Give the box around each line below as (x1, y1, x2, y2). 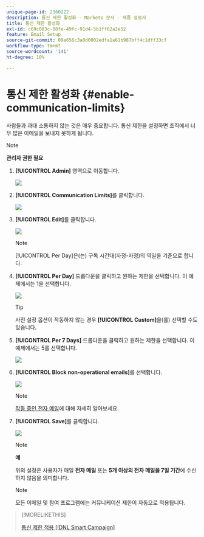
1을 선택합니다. (36, 280, 72, 287)
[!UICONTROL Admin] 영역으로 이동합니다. (15, 167, 120, 174)
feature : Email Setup (6, 32, 61, 38)
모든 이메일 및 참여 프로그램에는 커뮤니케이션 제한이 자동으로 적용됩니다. (15, 499, 186, 506)
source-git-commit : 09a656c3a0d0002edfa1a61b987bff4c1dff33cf (6, 37, 167, 43)
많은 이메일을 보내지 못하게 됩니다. (12, 129, 94, 137)
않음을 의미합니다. (26, 474, 69, 481)
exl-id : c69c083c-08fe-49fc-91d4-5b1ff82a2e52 (6, 26, 126, 32)
